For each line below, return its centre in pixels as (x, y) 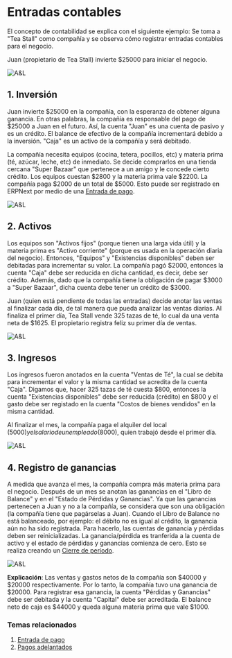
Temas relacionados (42, 625)
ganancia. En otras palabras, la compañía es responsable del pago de (106, 119)
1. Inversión (32, 95)
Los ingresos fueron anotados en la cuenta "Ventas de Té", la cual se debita (115, 374)
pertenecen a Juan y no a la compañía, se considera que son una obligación (116, 506)
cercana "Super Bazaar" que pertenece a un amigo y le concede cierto (108, 169)
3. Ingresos (32, 358)
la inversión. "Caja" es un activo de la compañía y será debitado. (99, 141)
